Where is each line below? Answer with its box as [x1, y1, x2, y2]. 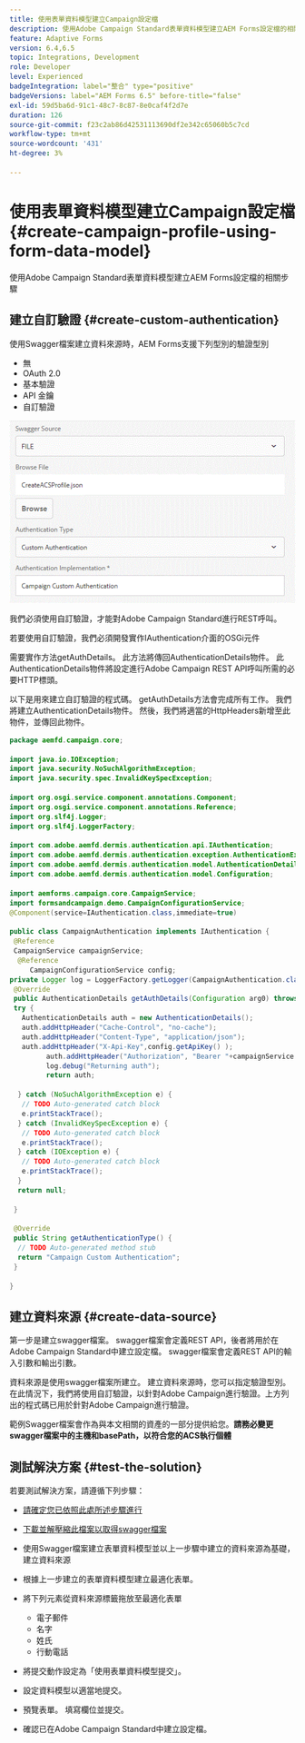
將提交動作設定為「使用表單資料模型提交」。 [22, 1666, 186, 1677]
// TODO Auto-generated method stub [17, 1243, 156, 1253]
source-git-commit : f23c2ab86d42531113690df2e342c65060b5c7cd [9, 120, 250, 129]
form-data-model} [9, 241, 152, 261]
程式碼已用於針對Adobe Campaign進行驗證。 [25, 1400, 194, 1411]
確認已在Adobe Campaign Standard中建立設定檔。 [22, 1724, 212, 1735]
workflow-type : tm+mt [9, 130, 92, 139]
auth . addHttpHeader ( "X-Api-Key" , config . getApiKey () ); [21, 1042, 233, 1051]
